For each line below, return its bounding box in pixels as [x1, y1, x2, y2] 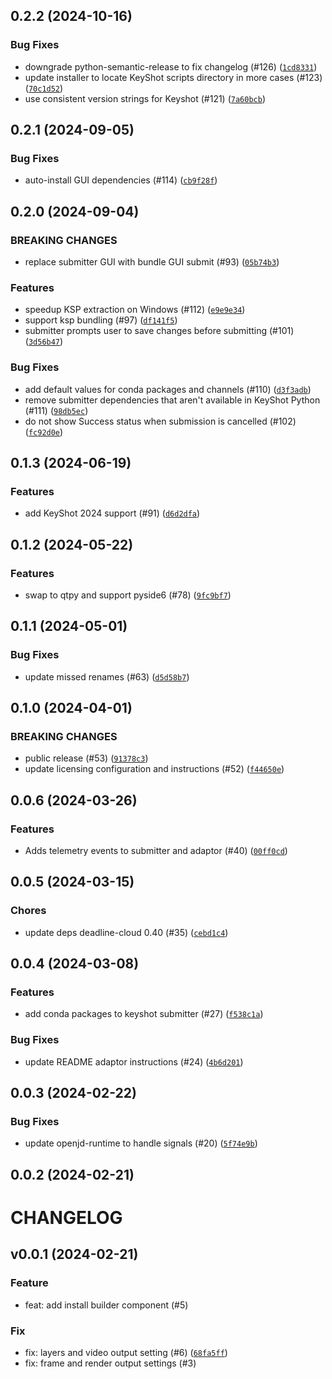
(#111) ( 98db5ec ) [24, 404, 89, 416]
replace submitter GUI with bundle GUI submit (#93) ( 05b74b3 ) [24, 256, 280, 268]
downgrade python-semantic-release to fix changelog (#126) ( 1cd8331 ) [24, 60, 318, 73]
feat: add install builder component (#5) [24, 1299, 189, 1311]
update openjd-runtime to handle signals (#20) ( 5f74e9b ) [24, 1137, 258, 1149]
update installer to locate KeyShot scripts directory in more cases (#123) [24, 71, 323, 83]
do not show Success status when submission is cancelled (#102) [24, 415, 297, 427]
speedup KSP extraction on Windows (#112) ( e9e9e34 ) [24, 304, 246, 316]
